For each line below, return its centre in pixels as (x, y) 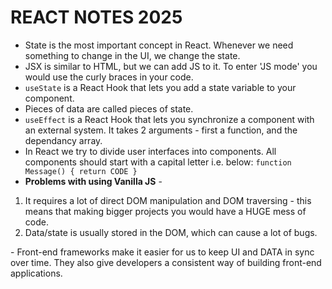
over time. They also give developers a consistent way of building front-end (166, 262)
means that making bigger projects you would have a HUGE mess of (165, 211)
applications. (36, 273)
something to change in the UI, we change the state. (132, 55)
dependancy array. (63, 140)
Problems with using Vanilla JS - (93, 181)
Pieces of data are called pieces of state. (109, 108)
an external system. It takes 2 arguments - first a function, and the (161, 130)
